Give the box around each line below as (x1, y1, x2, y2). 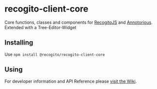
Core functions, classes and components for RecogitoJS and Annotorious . (4, 19, 153, 25)
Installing (4, 39, 33, 47)
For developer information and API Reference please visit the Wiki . (4, 78, 137, 84)
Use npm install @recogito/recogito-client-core (4, 51, 105, 57)
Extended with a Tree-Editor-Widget (4, 24, 77, 30)
